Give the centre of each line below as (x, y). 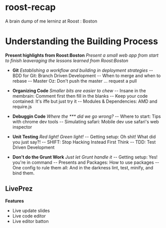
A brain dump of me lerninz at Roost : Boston (51, 21)
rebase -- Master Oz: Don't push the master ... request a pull (75, 81)
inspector (22, 127)
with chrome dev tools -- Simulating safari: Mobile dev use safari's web (86, 121)
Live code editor (29, 216)
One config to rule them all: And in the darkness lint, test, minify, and (83, 167)
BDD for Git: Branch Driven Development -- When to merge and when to (86, 75)
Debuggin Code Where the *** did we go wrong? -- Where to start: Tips (86, 116)
